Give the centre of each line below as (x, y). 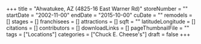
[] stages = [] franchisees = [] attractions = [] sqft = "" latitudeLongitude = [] (101, 21)
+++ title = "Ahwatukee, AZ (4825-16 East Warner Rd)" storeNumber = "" (97, 9)
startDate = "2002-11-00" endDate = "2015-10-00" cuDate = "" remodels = (100, 15)
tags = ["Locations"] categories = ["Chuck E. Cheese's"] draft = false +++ (98, 34)
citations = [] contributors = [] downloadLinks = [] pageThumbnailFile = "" (98, 28)
